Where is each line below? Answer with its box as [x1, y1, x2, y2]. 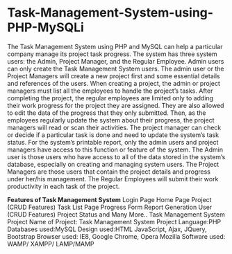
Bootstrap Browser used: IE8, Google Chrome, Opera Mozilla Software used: [7, 232, 226, 240]
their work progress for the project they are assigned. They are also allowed [7, 101, 224, 109]
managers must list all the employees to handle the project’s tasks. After [7, 87, 213, 95]
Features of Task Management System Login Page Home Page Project [7, 195, 212, 203]
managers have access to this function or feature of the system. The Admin [7, 145, 224, 154]
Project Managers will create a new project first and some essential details [7, 71, 220, 80]
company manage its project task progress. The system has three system [7, 50, 217, 58]
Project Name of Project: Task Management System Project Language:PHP [7, 217, 222, 226]
